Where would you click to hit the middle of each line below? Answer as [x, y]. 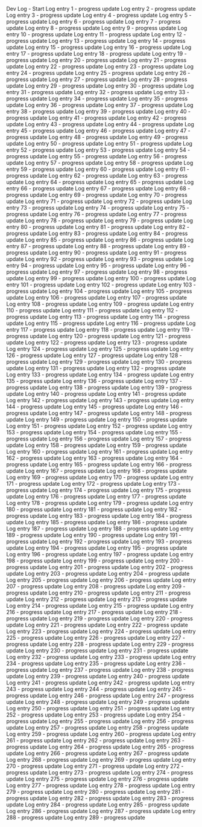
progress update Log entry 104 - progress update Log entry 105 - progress [99, 291]
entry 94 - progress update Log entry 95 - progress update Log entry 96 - [99, 265]
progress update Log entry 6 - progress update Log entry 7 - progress [93, 21]
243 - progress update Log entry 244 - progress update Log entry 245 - [96, 689]
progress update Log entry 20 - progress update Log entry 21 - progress [96, 60]
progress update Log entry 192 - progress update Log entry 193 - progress [99, 541]
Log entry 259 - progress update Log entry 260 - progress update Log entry [101, 734]
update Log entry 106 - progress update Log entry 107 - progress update [96, 298]
